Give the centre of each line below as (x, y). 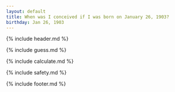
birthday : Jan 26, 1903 (35, 22)
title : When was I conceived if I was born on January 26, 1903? (87, 17)
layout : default (26, 11)
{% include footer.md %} (36, 84)
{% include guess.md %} (36, 50)
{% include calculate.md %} (40, 61)
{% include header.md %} (37, 39)
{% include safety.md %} (36, 73)
